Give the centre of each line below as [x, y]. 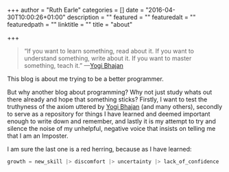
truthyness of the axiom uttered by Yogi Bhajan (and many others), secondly [115, 107]
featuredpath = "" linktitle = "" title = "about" [70, 24]
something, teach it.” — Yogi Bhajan [73, 65]
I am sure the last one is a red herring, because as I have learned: [99, 149]
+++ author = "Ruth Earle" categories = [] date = [76, 10]
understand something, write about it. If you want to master [108, 58]
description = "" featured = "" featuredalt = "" [131, 17]
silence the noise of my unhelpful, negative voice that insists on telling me [111, 128]
